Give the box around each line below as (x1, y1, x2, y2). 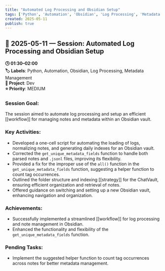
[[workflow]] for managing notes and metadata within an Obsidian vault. (5, 116, 152, 122)
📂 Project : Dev (5, 80, 35, 86)
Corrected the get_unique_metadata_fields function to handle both (12, 150, 148, 156)
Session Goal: (5, 100, 40, 107)
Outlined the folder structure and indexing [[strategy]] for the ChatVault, (12, 176, 159, 183)
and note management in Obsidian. (12, 221, 84, 227)
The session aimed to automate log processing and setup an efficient (5, 111, 146, 117)
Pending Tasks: (5, 244, 43, 251)
